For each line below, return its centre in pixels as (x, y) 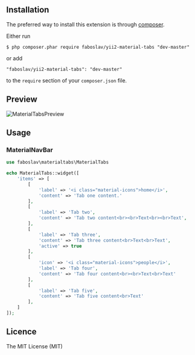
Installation (28, 10)
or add (14, 58)
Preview (22, 100)
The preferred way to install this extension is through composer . (85, 24)
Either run (18, 36)
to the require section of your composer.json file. (67, 80)
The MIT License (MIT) (35, 346)
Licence (22, 332)
